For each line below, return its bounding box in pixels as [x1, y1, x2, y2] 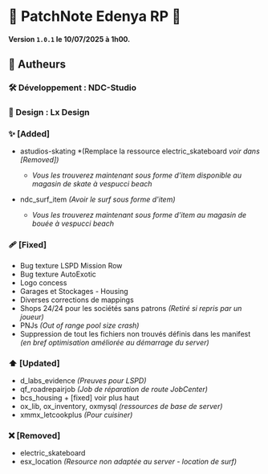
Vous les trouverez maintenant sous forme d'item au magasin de [31, 210, 247, 220]
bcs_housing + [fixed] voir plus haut [19, 393, 140, 402]
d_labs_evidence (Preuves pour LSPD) [19, 375, 147, 385]
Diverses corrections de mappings [19, 295, 134, 304]
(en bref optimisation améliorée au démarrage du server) [19, 337, 210, 347]
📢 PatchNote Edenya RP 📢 [8, 7, 182, 26]
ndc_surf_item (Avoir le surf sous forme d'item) [19, 194, 176, 204]
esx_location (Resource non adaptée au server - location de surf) [19, 457, 238, 467]
